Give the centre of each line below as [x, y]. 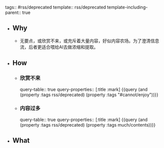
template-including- [127, 7]
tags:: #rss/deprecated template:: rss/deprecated [56, 7]
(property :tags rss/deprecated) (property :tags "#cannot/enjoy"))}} [89, 95]
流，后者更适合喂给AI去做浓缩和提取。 [59, 47]
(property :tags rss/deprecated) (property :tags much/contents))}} [87, 125]
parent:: [13, 12]
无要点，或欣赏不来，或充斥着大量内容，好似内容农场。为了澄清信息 [89, 41]
